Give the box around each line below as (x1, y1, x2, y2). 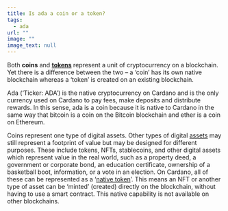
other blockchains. (7, 197, 60, 205)
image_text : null (7, 42, 57, 49)
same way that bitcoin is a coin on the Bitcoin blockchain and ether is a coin (7, 111, 221, 119)
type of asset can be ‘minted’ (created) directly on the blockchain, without (7, 183, 216, 190)
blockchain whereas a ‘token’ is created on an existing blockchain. (7, 76, 194, 83)
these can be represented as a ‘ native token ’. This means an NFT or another (7, 175, 221, 183)
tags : (7, 16, 23, 23)
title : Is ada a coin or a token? (7, 10, 106, 17)
